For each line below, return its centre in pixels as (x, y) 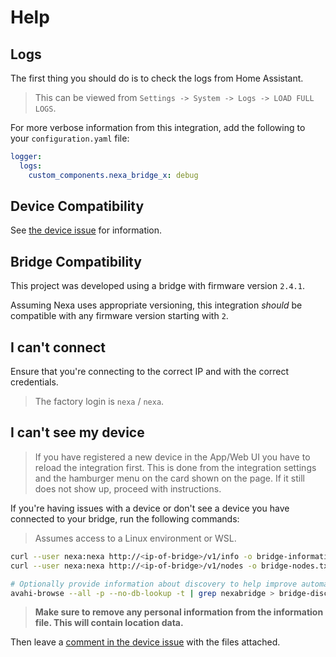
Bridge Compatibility (76, 261)
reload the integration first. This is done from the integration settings (175, 467)
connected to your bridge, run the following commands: (125, 518)
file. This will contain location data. (109, 623)
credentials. (34, 382)
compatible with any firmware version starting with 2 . (119, 316)
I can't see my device (77, 432)
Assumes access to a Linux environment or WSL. (135, 538)
